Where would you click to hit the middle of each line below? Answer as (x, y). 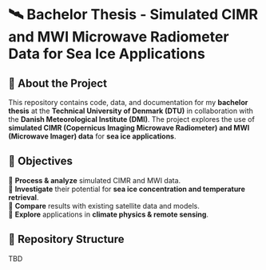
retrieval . (24, 197)
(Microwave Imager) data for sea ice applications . (92, 136)
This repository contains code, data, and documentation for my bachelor (128, 102)
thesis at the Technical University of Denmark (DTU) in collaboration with (131, 111)
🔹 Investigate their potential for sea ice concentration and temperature (127, 189)
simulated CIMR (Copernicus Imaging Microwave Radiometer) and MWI (129, 128)
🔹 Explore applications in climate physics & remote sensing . (109, 214)
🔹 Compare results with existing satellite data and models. (104, 205)
